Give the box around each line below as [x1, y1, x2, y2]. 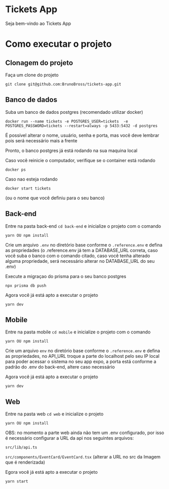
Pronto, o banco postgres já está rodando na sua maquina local [5, 147, 138, 154]
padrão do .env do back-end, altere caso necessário [5, 364, 115, 370]
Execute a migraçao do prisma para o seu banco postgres [5, 273, 126, 279]
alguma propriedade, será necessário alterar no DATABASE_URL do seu [5, 258, 155, 264]
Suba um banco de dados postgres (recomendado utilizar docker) [5, 109, 144, 115]
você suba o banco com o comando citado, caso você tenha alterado [5, 253, 151, 259]
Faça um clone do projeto [5, 72, 59, 78]
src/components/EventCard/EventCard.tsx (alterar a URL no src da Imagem [5, 454, 161, 460]
